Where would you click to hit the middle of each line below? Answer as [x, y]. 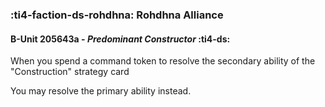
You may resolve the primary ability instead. [101, 91]
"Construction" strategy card [70, 72]
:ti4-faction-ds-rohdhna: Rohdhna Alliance [117, 15]
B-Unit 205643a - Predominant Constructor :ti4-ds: [120, 39]
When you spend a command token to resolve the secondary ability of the [163, 61]
